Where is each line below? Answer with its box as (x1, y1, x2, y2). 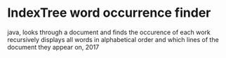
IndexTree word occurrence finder (7, 5, 211, 21)
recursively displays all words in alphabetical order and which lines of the (7, 35, 219, 43)
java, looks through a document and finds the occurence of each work (7, 28, 211, 36)
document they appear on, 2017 (7, 43, 100, 51)
